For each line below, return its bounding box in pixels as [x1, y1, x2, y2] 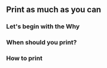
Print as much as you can [6, 5, 102, 15]
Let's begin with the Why [6, 22, 80, 31]
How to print [6, 54, 43, 63]
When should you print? [6, 38, 77, 47]
